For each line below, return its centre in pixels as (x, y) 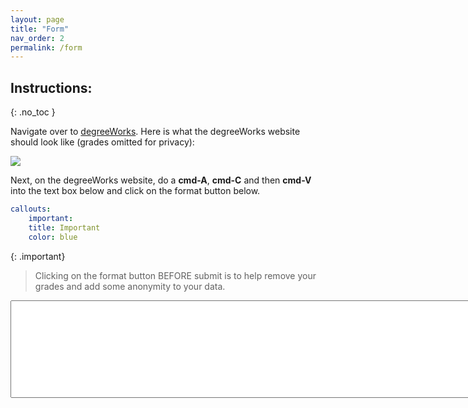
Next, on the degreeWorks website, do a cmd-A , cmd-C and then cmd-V (161, 180)
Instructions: (51, 87)
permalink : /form (46, 47)
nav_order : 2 (37, 38)
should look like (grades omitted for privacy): (102, 142)
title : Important (64, 227)
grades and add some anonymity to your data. (130, 286)
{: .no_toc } (33, 112)
